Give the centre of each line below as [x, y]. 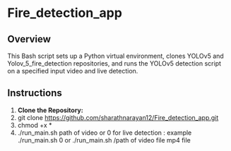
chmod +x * [35, 125]
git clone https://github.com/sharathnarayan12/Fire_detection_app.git [118, 117]
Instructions [35, 93]
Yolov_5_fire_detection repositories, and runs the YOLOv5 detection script [114, 64]
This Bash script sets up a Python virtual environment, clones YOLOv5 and [115, 56]
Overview [29, 39]
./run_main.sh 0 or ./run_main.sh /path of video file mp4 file [104, 140]
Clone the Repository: [50, 110]
